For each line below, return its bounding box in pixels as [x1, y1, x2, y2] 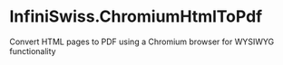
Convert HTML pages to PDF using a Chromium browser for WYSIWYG [9, 36, 275, 47]
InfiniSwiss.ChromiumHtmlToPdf [9, 6, 263, 27]
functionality [9, 45, 56, 56]
